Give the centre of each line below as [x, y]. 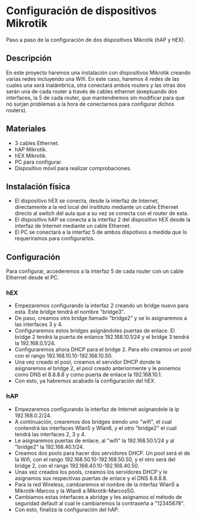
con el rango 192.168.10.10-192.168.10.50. [64, 356]
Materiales [26, 129]
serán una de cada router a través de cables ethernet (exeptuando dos [92, 91]
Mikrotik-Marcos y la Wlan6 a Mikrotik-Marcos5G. [75, 491]
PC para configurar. [39, 162]
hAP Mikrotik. [31, 149]
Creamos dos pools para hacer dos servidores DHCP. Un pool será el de [102, 453]
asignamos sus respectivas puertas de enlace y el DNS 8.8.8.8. [91, 478]
